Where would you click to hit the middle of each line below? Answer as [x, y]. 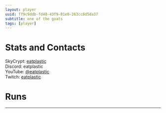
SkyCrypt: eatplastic [26, 61]
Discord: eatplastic [24, 66]
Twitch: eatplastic [23, 77]
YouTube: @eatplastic [27, 72]
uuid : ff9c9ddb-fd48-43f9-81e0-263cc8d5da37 [52, 14]
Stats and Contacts [45, 48]
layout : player [21, 10]
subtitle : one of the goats [34, 19]
